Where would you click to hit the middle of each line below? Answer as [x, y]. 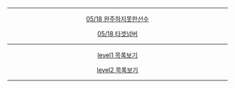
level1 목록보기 [117, 55]
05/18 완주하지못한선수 [117, 19]
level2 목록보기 [117, 70]
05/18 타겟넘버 [117, 34]
